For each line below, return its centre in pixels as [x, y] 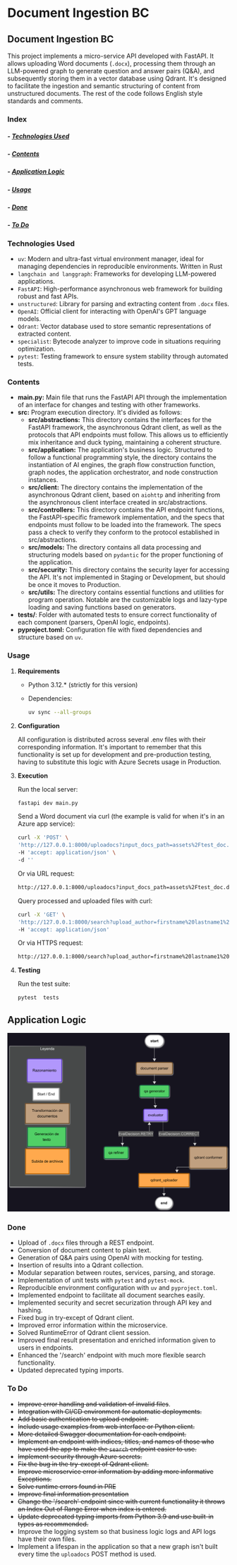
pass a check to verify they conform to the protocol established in [124, 532]
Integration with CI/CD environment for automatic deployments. [110, 1411]
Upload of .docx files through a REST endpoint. [86, 1243]
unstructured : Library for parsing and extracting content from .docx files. [123, 304]
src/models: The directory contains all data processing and [115, 548]
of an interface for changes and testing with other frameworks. [109, 405]
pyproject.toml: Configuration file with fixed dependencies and [110, 630]
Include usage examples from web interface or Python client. [106, 1426]
